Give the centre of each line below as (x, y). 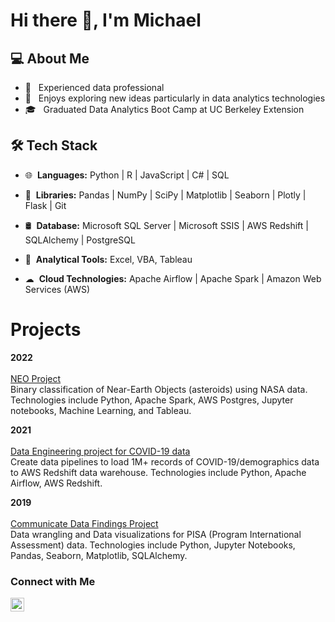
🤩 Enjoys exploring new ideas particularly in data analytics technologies (175, 98)
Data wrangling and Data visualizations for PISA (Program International (156, 534)
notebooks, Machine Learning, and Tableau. (101, 410)
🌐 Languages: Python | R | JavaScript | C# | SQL (127, 175)
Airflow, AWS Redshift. (56, 483)
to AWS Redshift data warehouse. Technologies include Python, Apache (158, 472)
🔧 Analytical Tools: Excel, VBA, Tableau (108, 259)
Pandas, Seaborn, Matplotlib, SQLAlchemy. (99, 555)
